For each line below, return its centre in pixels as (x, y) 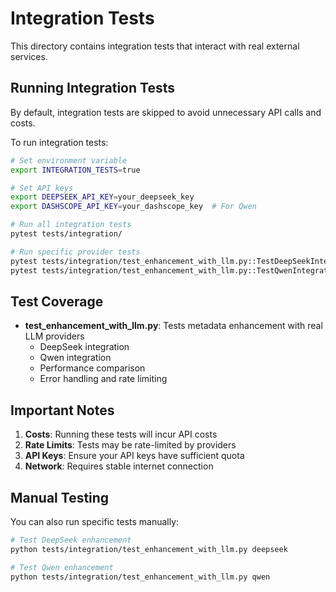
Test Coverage (57, 301)
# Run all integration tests (71, 225)
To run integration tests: (59, 142)
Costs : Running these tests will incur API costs (121, 434)
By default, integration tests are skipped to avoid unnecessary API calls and (166, 112)
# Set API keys (42, 188)
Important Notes (62, 410)
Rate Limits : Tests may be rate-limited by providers (130, 445)
